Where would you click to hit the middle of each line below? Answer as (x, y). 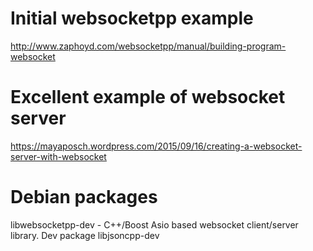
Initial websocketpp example (132, 18)
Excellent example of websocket (148, 97)
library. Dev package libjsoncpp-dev (85, 235)
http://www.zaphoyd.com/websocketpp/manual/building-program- (148, 46)
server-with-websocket (58, 156)
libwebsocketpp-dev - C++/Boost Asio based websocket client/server (154, 224)
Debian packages (84, 197)
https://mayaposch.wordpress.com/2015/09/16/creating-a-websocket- (156, 146)
